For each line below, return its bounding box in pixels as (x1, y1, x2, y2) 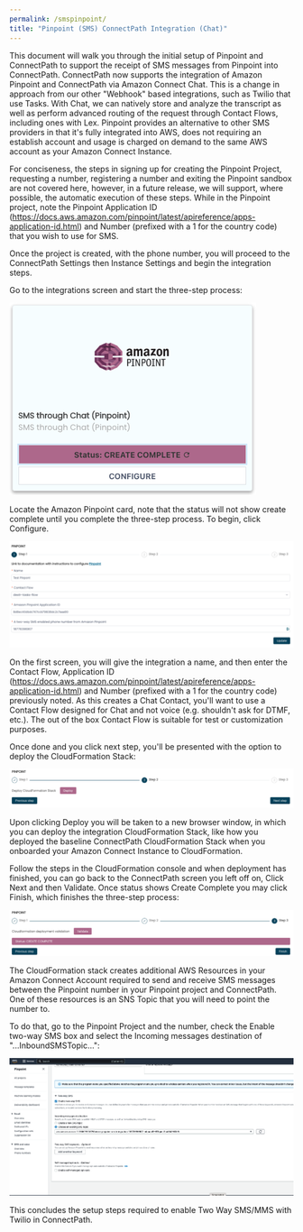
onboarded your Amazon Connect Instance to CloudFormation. (9, 845, 243, 856)
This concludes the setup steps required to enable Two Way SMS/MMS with (9, 1204, 292, 1215)
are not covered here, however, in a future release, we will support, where (9, 182, 284, 193)
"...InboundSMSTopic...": (9, 1040, 100, 1051)
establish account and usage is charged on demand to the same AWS (9, 136, 268, 147)
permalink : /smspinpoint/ (9, 14, 106, 23)
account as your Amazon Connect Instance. (9, 145, 173, 157)
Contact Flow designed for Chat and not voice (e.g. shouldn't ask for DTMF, (9, 704, 291, 716)
